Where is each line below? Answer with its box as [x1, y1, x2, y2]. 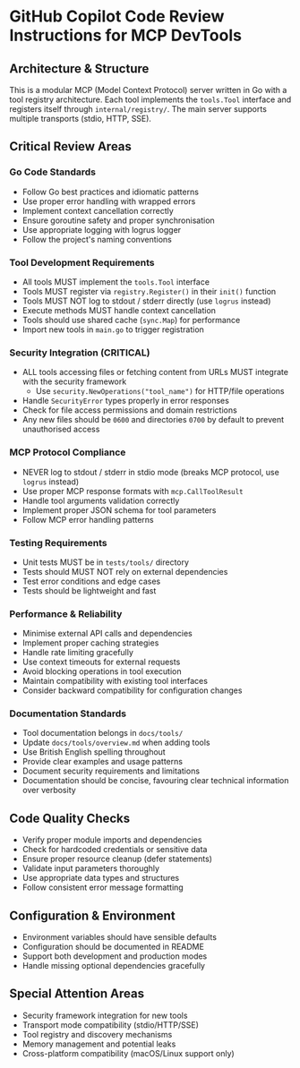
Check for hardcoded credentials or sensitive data [21, 844, 208, 855]
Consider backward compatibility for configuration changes [21, 685, 243, 696]
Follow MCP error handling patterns [21, 514, 154, 525]
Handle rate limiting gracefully [21, 647, 134, 658]
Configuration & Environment [9, 908, 176, 923]
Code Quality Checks [9, 810, 131, 825]
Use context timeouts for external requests [21, 656, 181, 668]
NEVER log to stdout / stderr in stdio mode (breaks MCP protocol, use [21, 466, 279, 477]
